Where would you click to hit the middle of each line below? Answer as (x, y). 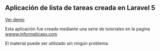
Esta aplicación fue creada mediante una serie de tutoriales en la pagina (78, 29)
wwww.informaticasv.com (31, 34)
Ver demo (15, 19)
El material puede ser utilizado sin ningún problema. (57, 43)
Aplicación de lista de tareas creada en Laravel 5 (80, 8)
